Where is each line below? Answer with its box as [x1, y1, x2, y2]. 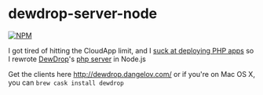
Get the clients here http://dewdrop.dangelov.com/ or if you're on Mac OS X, [8, 69, 255, 79]
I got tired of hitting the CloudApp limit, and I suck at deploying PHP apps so [8, 46, 254, 55]
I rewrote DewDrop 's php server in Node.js [8, 54, 147, 64]
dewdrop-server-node [8, 5, 158, 23]
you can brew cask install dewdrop [8, 78, 124, 87]
